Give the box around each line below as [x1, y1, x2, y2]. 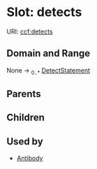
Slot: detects [6, 4, 82, 20]
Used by [6, 135, 43, 147]
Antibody [16, 154, 43, 163]
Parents [6, 88, 41, 100]
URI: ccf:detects [6, 27, 53, 36]
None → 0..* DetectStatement [6, 66, 90, 76]
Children [6, 112, 45, 124]
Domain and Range [6, 47, 91, 59]
